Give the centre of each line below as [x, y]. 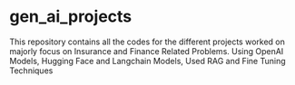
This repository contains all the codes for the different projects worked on [147, 42]
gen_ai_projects [71, 17]
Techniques [31, 71]
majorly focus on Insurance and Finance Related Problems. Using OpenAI [147, 51]
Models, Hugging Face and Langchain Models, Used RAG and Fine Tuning [147, 61]
